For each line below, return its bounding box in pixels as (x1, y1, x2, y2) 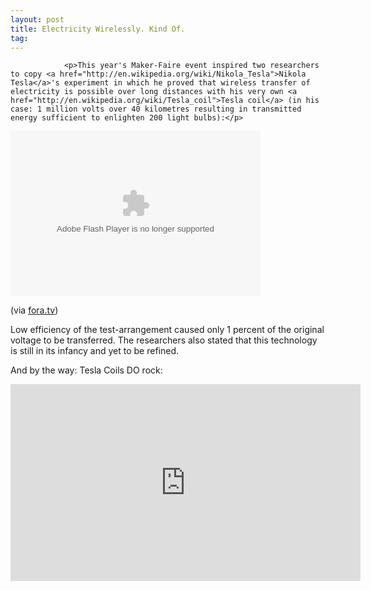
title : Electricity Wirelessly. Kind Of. (10, 24, 186, 34)
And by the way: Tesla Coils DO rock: (10, 364, 163, 376)
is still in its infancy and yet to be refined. (10, 345, 180, 357)
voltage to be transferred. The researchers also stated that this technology (10, 334, 318, 346)
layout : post (10, 14, 65, 25)
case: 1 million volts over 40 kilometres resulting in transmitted (10, 104, 302, 115)
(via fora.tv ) (10, 304, 59, 316)
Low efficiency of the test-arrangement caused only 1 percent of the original (10, 324, 325, 336)
